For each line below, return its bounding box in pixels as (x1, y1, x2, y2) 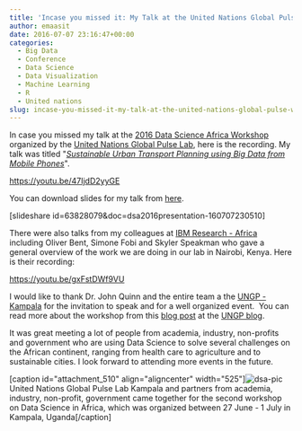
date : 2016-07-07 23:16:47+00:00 (9, 30, 135, 39)
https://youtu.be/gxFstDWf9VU (9, 274, 125, 285)
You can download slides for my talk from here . (9, 193, 184, 204)
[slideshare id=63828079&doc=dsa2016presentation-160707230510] (9, 210, 266, 221)
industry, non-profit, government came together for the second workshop (9, 392, 282, 404)
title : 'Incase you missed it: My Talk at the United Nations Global (9, 13, 276, 22)
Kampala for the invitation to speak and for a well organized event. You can (9, 301, 289, 312)
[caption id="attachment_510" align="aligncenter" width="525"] (9, 374, 245, 384)
